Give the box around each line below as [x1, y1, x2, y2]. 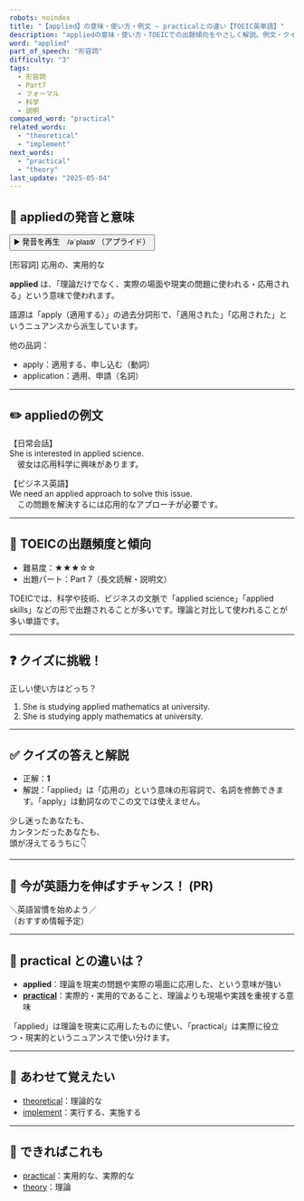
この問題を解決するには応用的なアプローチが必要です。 [16, 499, 223, 509]
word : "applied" [9, 38, 71, 48]
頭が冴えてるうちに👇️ [9, 838, 88, 848]
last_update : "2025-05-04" [9, 173, 111, 182]
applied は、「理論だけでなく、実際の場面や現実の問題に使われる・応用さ [9, 278, 282, 290]
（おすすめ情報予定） [9, 915, 89, 926]
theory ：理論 [22, 1181, 71, 1192]
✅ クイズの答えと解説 [9, 747, 129, 762]
